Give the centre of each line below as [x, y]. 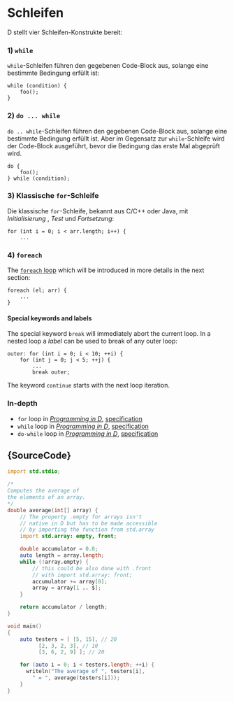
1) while [20, 50]
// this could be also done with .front [92, 568]
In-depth [23, 404]
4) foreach [25, 255]
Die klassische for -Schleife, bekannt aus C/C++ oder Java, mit [98, 211]
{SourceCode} [39, 456]
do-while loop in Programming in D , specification [88, 433]
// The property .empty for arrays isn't [81, 517]
